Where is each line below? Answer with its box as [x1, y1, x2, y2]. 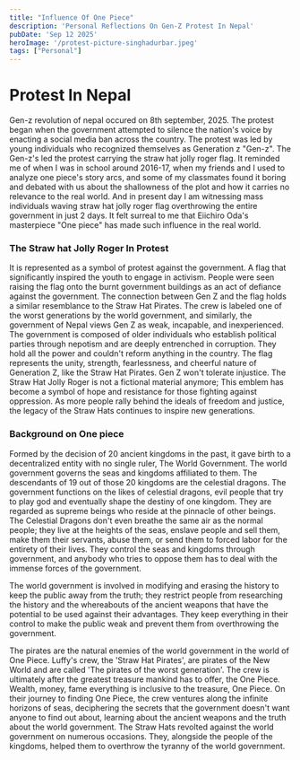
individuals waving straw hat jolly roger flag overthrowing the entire [9, 201, 258, 212]
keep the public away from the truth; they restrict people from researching [9, 590, 284, 600]
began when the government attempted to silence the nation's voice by [9, 125, 273, 135]
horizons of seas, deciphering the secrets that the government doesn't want [9, 702, 290, 713]
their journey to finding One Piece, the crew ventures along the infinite [9, 693, 269, 703]
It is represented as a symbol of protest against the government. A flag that [9, 262, 287, 274]
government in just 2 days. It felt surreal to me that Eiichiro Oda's [9, 210, 249, 221]
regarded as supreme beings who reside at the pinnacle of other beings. [9, 505, 276, 516]
